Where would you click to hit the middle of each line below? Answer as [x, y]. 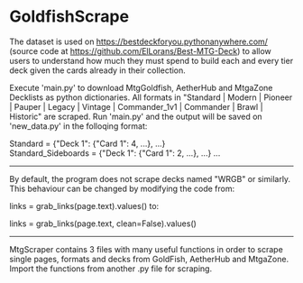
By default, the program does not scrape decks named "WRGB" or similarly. [150, 178]
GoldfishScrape [69, 17]
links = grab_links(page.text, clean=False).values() [103, 224]
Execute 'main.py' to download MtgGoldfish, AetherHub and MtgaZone [141, 87]
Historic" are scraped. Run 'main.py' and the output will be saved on [136, 116]
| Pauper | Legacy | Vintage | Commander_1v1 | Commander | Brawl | [136, 106]
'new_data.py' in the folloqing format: [78, 126]
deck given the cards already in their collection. [98, 70]
